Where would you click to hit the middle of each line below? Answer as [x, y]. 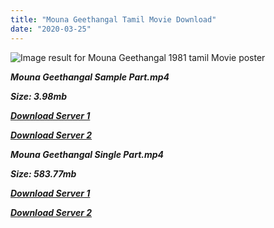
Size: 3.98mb [38, 96]
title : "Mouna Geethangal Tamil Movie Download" [113, 19]
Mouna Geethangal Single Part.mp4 [87, 154]
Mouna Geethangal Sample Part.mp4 [90, 77]
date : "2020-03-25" [51, 29]
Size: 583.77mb [43, 173]
